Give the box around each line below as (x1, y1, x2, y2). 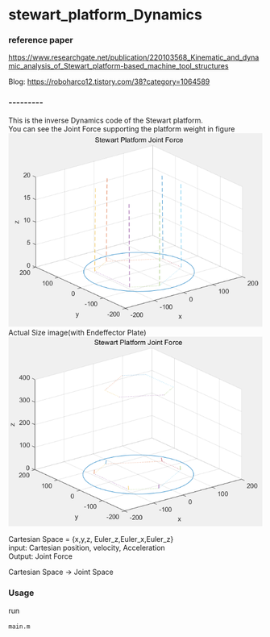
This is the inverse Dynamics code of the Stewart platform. (8, 115, 203, 125)
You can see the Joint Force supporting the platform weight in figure (8, 123, 235, 134)
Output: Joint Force (8, 552, 73, 561)
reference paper (8, 35, 74, 46)
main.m (8, 622, 31, 631)
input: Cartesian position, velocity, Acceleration (8, 543, 165, 553)
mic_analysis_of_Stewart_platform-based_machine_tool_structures (8, 61, 229, 71)
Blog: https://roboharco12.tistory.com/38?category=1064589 (8, 77, 210, 86)
